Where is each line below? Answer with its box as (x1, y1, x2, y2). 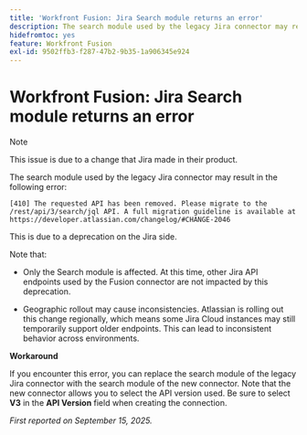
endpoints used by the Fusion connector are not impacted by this (22, 276, 269, 288)
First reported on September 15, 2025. (9, 415, 153, 426)
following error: (9, 182, 68, 193)
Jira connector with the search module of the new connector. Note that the (9, 378, 291, 389)
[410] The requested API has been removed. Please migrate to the (9, 199, 268, 208)
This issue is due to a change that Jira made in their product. (9, 154, 238, 165)
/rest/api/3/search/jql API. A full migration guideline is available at (9, 207, 297, 217)
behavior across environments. (22, 333, 140, 344)
